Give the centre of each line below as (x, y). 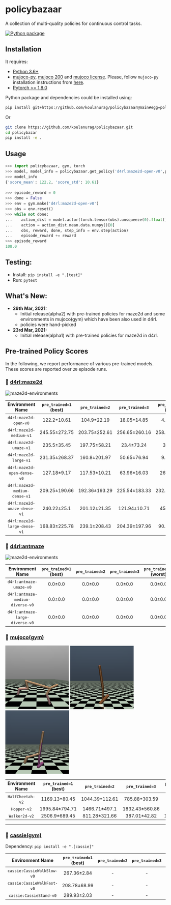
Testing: (19, 262)
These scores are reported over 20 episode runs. (56, 369)
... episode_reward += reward (41, 236)
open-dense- (21, 473)
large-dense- (21, 527)
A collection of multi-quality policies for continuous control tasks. (74, 23)
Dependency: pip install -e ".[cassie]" (50, 846)
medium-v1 (21, 435)
